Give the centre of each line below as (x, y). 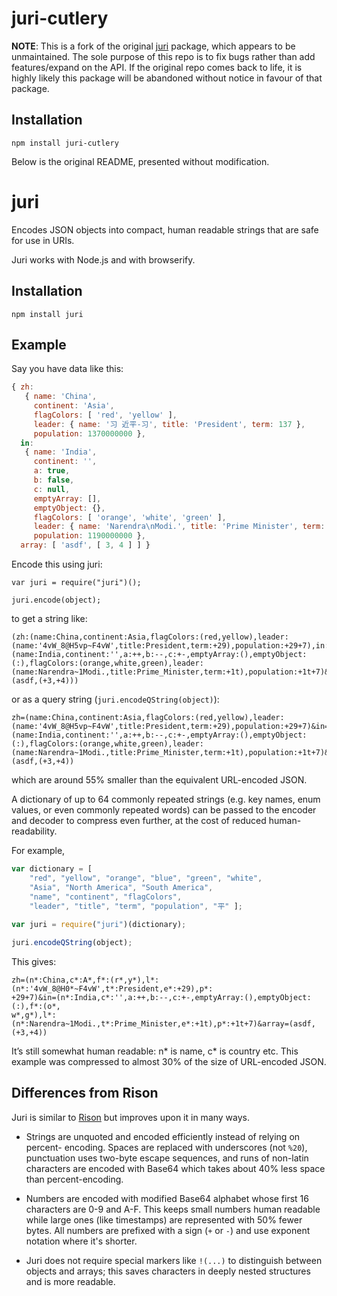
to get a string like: (49, 619)
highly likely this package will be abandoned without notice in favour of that (167, 78)
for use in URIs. (43, 240)
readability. (34, 831)
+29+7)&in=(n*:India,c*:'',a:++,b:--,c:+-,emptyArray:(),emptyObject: (161, 998)
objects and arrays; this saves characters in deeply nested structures (168, 1271)
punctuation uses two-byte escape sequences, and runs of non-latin (167, 1158)
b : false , (54, 480)
